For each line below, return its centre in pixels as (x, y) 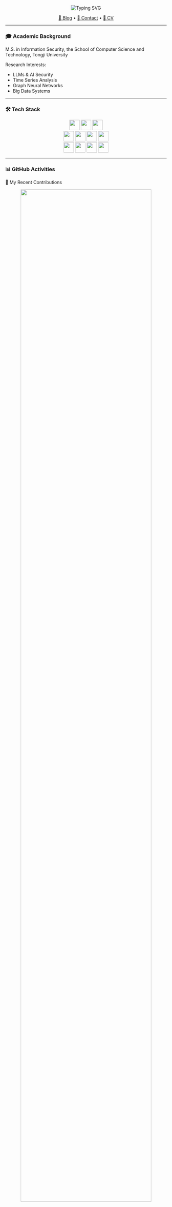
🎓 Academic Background (38, 36)
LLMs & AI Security (33, 75)
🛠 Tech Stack (23, 109)
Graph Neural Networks (38, 86)
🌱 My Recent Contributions (34, 182)
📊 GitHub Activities (30, 169)
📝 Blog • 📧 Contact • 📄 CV (86, 18)
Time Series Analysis (35, 80)
